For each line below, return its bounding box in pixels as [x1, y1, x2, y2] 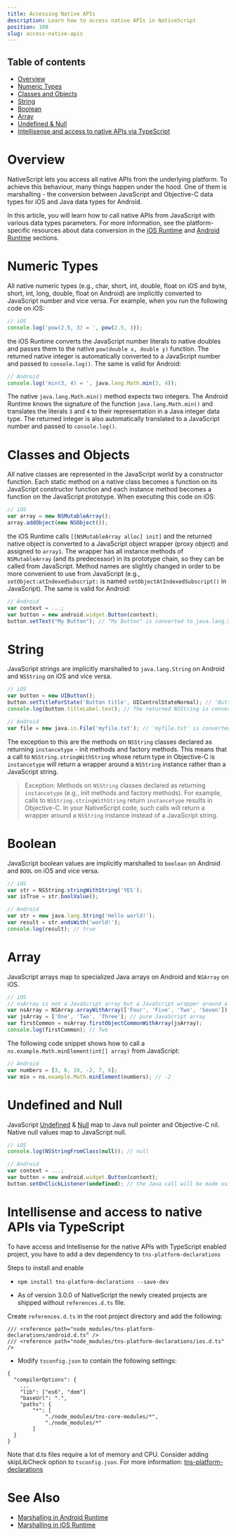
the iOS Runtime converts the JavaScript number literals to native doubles [7, 337, 221, 345]
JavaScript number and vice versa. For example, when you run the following [7, 296, 228, 305]
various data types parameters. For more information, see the [7, 219, 185, 227]
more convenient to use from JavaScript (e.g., [7, 570, 140, 577]
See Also [7, 1490, 60, 1506]
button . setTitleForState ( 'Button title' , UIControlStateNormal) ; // [7, 699, 212, 706]
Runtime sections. [7, 234, 60, 242]
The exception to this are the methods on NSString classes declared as [7, 737, 213, 746]
